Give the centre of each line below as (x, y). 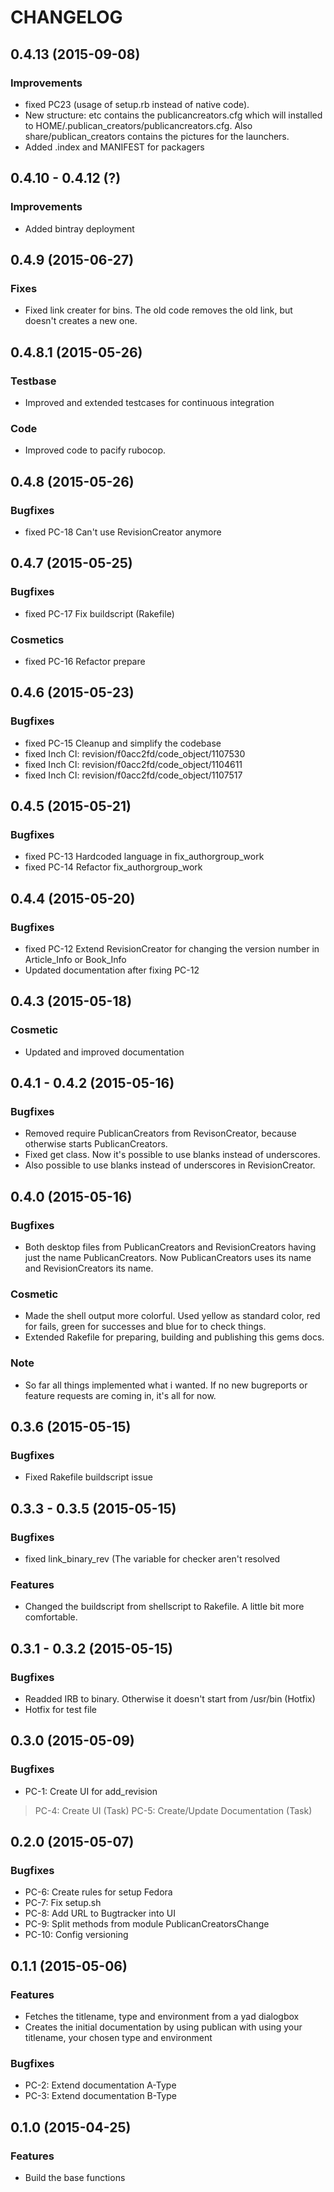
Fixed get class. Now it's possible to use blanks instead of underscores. (172, 1155)
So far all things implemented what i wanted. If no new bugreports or (166, 1385)
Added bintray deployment (79, 228)
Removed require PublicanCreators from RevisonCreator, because (160, 1133)
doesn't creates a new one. (81, 321)
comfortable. (51, 1617)
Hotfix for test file (60, 1709)
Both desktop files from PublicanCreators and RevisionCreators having (170, 1247)
